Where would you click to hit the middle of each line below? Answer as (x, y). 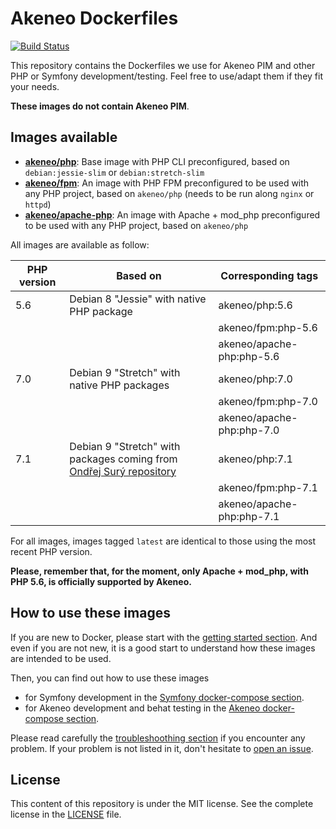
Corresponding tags (269, 275)
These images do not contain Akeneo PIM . (100, 106)
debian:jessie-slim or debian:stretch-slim (114, 172)
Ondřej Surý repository (123, 471)
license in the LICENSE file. (66, 814)
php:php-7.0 (249, 430)
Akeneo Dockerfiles (94, 18)
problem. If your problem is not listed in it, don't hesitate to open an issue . (162, 748)
